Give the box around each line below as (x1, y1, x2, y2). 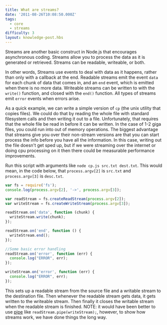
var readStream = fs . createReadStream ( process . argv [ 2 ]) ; (5, 196, 126, 201)
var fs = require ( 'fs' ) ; (5, 182, 57, 187)
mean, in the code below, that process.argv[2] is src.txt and (5, 167, 131, 173)
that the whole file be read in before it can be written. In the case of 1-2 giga (5, 121, 161, 127)
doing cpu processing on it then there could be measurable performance (5, 148, 155, 154)
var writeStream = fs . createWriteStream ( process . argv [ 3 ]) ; (5, 201, 131, 206)
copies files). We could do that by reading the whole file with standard (5, 110, 149, 116)
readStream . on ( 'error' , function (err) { (5, 251, 93, 256)
